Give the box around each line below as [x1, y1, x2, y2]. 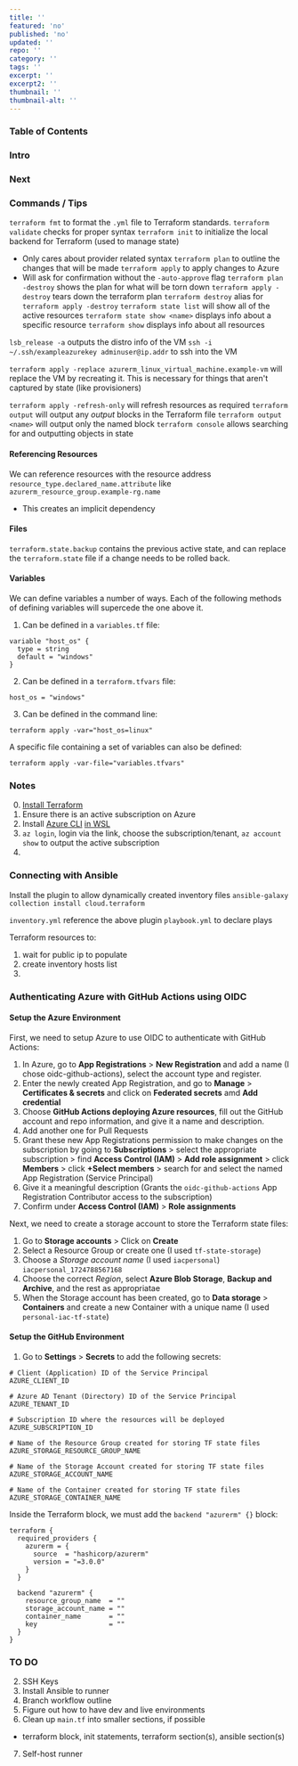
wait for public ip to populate [21, 949, 127, 960]
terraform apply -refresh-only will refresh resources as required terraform [9, 400, 288, 411]
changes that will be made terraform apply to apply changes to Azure [21, 263, 280, 274]
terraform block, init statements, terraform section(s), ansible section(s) [21, 1731, 286, 1742]
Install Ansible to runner [21, 1686, 109, 1697]
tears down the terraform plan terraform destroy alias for [52, 291, 264, 302]
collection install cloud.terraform [9, 899, 145, 908]
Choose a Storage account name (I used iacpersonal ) [21, 1254, 221, 1265]
